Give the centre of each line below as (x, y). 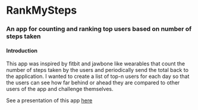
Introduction (22, 51)
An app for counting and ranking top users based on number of (99, 29)
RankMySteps (42, 10)
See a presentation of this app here (49, 100)
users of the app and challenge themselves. (60, 89)
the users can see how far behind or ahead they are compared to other (93, 83)
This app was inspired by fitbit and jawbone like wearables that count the (96, 64)
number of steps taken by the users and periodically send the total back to (98, 70)
